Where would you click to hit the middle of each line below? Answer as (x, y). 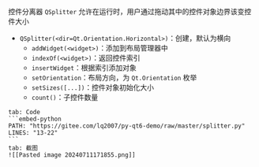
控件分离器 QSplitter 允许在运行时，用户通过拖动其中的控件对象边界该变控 (130, 11)
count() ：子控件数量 (65, 97)
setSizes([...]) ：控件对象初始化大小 (92, 87)
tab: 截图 (23, 148)
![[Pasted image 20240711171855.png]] (72, 155)
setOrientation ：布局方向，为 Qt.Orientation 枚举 (114, 78)
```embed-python (35, 119)
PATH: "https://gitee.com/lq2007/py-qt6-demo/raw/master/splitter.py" (127, 126)
